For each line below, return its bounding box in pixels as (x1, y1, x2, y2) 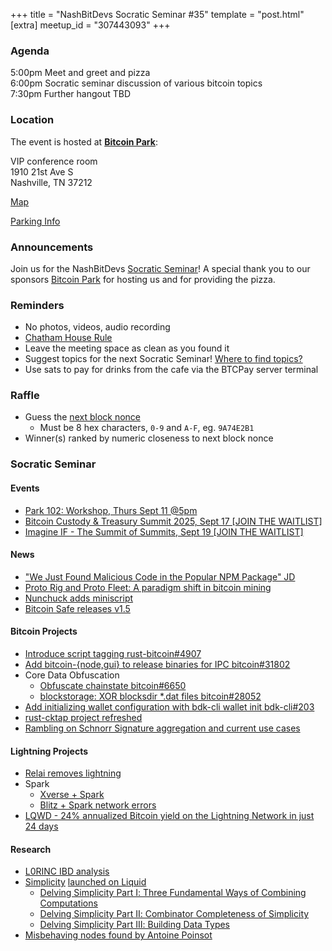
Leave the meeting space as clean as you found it (24, 342, 230, 354)
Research (10, 843, 52, 855)
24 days (24, 820, 59, 833)
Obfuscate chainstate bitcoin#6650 (39, 680, 187, 692)
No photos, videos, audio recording (24, 321, 171, 333)
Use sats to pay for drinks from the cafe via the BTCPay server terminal (24, 364, 319, 376)
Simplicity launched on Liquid (24, 876, 147, 888)
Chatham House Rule (24, 332, 113, 344)
